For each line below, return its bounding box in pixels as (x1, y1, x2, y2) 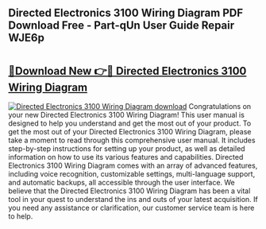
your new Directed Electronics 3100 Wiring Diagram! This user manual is (8, 111, 245, 119)
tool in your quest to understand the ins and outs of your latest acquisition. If (8, 195, 258, 204)
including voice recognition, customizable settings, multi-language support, (8, 169, 256, 178)
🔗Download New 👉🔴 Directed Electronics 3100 (8, 64, 247, 78)
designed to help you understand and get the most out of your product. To (8, 118, 252, 128)
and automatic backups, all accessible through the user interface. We (8, 178, 236, 187)
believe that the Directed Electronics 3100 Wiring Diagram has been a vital (8, 186, 251, 196)
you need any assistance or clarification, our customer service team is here (8, 203, 255, 212)
